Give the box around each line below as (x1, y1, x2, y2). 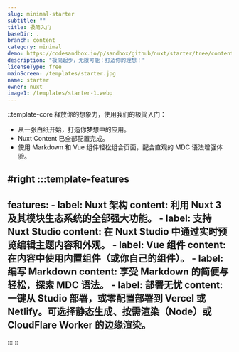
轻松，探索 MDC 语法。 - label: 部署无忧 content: (7, 279, 223, 291)
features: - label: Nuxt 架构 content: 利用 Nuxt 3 (7, 198, 222, 210)
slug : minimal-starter (7, 10, 75, 18)
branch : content (7, 37, 55, 44)
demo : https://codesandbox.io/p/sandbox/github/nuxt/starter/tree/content (7, 50, 234, 58)
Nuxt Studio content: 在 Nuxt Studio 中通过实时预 (7, 225, 228, 238)
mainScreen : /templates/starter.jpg (7, 70, 116, 77)
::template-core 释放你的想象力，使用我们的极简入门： (7, 110, 167, 119)
